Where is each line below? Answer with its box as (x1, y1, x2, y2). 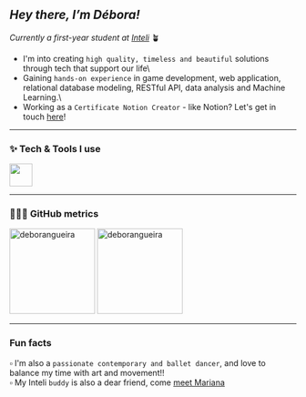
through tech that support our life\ (22, 63, 150, 74)
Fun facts (9, 337, 52, 350)
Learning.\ (22, 91, 62, 103)
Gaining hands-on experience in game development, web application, (22, 72, 281, 83)
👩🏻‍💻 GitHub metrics (9, 208, 99, 220)
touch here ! (22, 111, 66, 122)
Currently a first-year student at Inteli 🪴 (9, 32, 160, 43)
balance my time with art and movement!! (9, 367, 166, 378)
